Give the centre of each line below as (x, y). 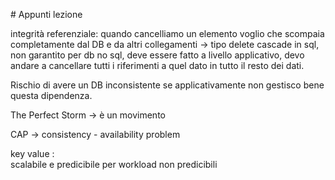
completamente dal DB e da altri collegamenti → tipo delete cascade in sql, (165, 44)
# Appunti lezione (46, 14)
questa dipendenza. (51, 95)
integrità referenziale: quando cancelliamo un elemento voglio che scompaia (167, 33)
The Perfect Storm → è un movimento (88, 115)
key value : (32, 153)
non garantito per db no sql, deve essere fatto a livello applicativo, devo (157, 55)
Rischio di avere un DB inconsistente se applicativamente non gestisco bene (167, 85)
